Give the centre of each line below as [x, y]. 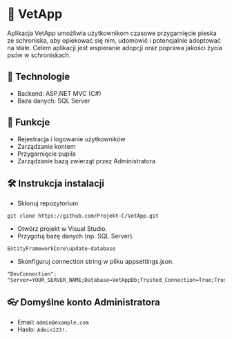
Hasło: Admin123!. [42, 329]
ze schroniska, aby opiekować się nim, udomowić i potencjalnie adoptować [114, 40]
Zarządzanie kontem [46, 146]
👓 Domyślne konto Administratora [84, 302]
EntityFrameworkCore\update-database [61, 249]
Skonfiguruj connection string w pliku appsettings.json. [95, 262]
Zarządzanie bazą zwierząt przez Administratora [86, 161]
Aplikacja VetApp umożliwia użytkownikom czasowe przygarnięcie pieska [112, 33]
